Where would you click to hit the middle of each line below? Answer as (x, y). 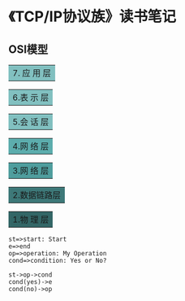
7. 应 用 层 (32, 73)
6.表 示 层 (31, 97)
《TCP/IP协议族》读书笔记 (92, 17)
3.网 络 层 (31, 170)
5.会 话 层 (31, 122)
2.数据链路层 (37, 195)
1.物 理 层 (31, 219)
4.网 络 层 (31, 146)
